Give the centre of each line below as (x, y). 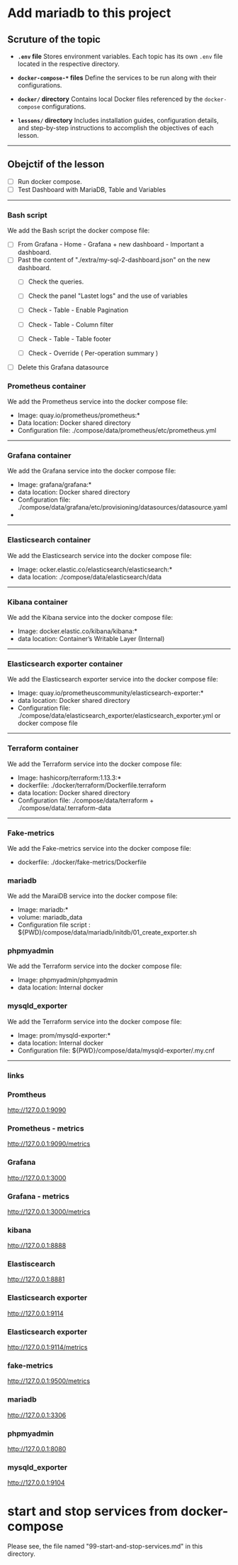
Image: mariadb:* (43, 910)
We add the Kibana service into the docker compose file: (90, 617)
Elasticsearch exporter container (65, 664)
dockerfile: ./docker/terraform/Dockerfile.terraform (92, 785)
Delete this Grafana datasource (63, 367)
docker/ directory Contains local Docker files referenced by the (110, 99)
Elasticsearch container (49, 540)
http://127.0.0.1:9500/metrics (49, 1381)
